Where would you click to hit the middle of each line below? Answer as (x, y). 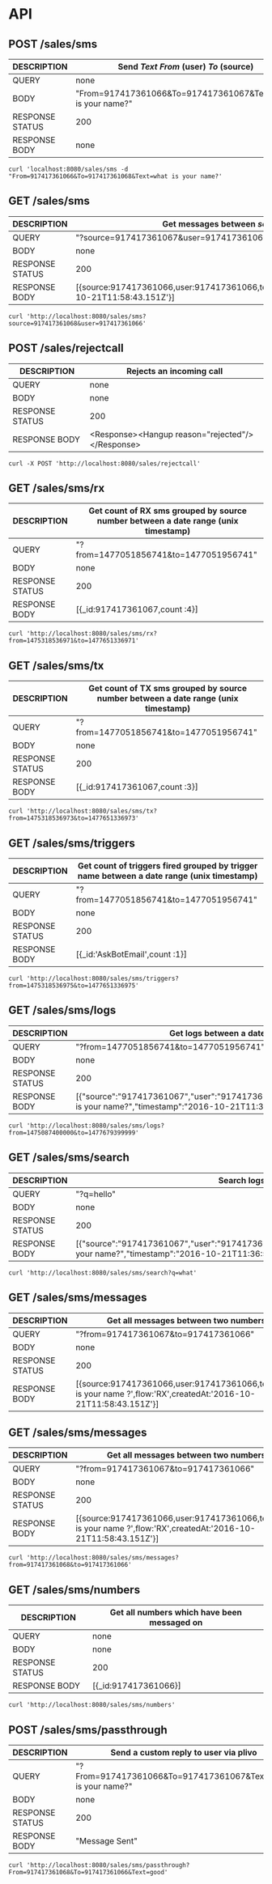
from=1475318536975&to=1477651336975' (74, 986)
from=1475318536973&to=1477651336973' (74, 818)
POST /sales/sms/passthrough (88, 1730)
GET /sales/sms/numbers (74, 1590)
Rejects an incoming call (175, 371)
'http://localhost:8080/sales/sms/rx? (92, 634)
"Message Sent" (106, 1840)
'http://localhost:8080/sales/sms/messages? (103, 1558)
